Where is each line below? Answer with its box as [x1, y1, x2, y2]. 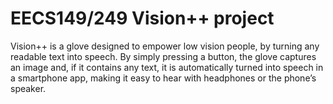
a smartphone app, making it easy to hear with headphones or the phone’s [10, 72, 317, 84]
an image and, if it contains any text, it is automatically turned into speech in [10, 61, 324, 73]
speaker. [10, 82, 47, 94]
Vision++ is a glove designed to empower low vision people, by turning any [10, 40, 320, 52]
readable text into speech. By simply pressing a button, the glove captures [10, 50, 317, 62]
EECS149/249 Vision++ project [10, 7, 275, 30]
